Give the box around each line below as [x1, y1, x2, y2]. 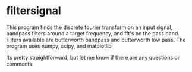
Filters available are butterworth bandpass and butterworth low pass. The [6, 36, 186, 43]
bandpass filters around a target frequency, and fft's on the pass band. [6, 30, 180, 37]
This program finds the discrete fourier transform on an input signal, [6, 24, 173, 31]
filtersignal [6, 4, 61, 18]
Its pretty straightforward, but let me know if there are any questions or [6, 54, 180, 61]
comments [6, 60, 33, 67]
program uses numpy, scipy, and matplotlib [6, 42, 112, 50]
